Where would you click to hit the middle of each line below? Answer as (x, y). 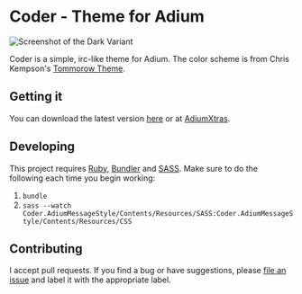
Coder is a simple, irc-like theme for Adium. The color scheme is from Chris (150, 58)
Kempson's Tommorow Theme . (68, 68)
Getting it (36, 97)
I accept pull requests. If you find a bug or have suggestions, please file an (148, 271)
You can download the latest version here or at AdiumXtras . (120, 118)
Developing (42, 147)
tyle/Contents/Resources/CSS (77, 221)
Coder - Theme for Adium (107, 17)
